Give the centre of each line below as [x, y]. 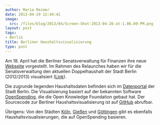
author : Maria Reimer [27, 10]
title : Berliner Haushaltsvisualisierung [48, 42]
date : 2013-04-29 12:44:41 [33, 14]
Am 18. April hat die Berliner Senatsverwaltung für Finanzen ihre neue [76, 61]
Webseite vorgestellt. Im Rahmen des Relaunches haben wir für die [73, 66]
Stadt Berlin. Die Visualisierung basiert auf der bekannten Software [73, 91]
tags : [11, 33]
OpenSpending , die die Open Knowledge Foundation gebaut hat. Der [75, 97]
